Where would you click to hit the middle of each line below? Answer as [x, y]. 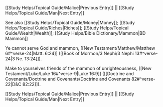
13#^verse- [146, 53]
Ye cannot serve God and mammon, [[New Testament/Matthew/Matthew [80, 48]
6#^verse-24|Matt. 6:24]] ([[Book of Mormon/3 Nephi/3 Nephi [69, 53]
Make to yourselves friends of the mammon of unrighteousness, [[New [78, 68]
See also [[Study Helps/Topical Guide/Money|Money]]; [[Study [70, 23]
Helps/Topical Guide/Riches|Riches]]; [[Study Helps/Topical [67, 28]
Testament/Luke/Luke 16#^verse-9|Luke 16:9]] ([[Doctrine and [70, 74]
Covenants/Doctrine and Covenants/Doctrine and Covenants [68, 79]
